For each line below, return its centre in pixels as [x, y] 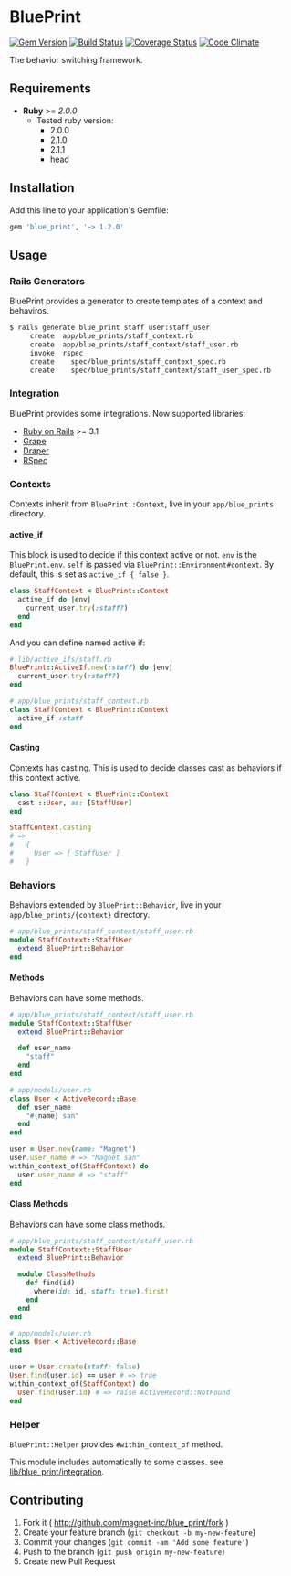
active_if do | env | [55, 600]
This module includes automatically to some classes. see [116, 1462]
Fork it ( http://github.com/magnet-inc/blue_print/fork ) [126, 1522]
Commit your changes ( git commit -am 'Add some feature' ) [135, 1541]
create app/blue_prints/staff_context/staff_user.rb [134, 345]
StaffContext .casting [51, 828]
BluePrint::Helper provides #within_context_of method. [116, 1444]
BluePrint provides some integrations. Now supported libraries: [128, 413]
